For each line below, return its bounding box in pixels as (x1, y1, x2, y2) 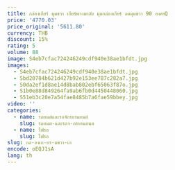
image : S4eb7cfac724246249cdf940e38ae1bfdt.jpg (7, 56, 148, 62)
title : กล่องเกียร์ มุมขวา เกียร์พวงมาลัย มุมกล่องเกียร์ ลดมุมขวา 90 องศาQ (7, 10, 168, 17)
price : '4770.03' (7, 17, 58, 24)
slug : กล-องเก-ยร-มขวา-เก (7, 139, 72, 146)
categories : (7, 107, 42, 114)
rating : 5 (7, 42, 36, 49)
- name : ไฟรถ (13, 126, 49, 133)
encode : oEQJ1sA (7, 146, 54, 153)
